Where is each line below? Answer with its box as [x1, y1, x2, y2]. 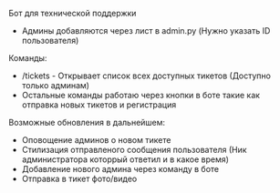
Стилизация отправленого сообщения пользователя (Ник [21, 145, 247, 155]
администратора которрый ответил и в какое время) [21, 154, 230, 165]
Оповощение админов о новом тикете [21, 135, 171, 145]
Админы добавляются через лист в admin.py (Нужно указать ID [21, 25, 271, 36]
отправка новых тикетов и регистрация [21, 99, 177, 110]
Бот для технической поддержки [8, 8, 137, 18]
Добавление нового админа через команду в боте [21, 164, 220, 174]
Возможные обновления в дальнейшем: [8, 117, 166, 127]
